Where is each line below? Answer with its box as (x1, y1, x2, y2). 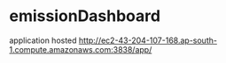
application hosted (9, 35, 77, 45)
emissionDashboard (9, 6, 161, 26)
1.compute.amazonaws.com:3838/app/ (9, 44, 152, 54)
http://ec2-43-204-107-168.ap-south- (78, 35, 217, 45)
